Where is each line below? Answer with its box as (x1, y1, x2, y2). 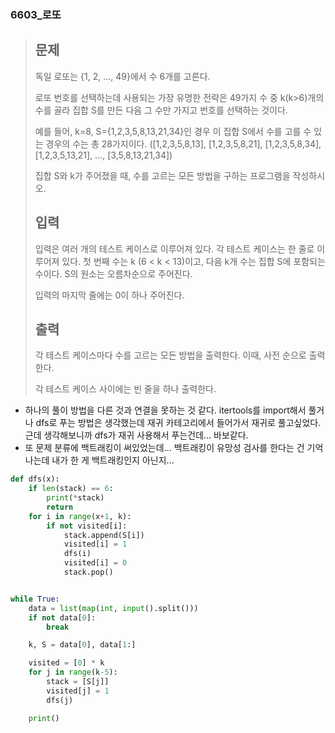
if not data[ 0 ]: (28, 612, 97, 623)
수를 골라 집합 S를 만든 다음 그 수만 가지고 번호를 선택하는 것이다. (34, 104, 288, 116)
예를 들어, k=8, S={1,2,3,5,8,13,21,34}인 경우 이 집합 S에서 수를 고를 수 (34, 125, 312, 137)
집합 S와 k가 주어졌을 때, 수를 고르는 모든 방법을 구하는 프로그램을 (34, 169, 291, 181)
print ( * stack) (46, 493, 105, 503)
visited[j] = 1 (46, 686, 110, 696)
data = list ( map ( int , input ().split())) (28, 603, 199, 613)
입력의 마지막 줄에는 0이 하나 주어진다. (34, 289, 185, 301)
